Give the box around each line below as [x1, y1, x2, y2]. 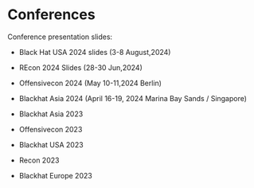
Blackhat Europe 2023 [18, 170, 92, 180]
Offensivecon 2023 [18, 124, 83, 134]
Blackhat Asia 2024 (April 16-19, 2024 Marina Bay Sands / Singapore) [18, 93, 248, 103]
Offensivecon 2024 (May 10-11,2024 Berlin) [18, 78, 162, 88]
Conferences [7, 6, 96, 24]
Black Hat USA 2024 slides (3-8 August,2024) [18, 47, 171, 57]
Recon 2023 [18, 155, 60, 165]
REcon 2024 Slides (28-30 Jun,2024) [18, 62, 143, 72]
